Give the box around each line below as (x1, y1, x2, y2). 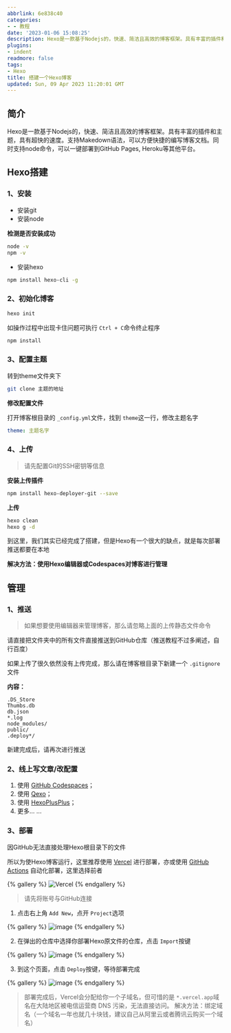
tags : (7, 61, 23, 68)
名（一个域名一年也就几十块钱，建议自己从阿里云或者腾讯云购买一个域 (23, 1010, 223, 1018)
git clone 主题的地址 (7, 385, 64, 393)
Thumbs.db (7, 702, 36, 709)
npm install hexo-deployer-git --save (7, 490, 118, 497)
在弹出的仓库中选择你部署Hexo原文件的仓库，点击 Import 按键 (16, 937, 191, 945)
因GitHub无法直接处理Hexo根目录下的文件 (7, 843, 126, 851)
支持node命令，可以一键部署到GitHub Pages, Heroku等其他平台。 (12, 145, 199, 153)
